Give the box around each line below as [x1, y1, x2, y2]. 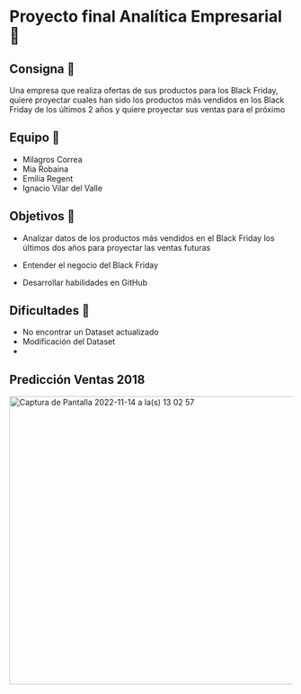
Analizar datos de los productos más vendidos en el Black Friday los [22, 232, 276, 244]
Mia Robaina [22, 164, 69, 174]
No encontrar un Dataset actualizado [22, 326, 159, 338]
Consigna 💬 [9, 61, 75, 76]
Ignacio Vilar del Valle [22, 182, 103, 193]
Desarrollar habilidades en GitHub [22, 277, 148, 288]
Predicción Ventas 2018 [9, 371, 146, 387]
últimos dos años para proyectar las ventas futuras [22, 242, 211, 253]
